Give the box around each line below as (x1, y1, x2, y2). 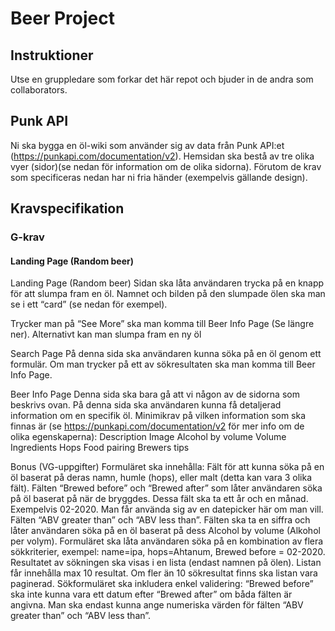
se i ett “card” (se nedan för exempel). (10, 298, 168, 311)
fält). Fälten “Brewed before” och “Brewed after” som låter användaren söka (10, 482, 323, 494)
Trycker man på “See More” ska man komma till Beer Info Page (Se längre (10, 318, 315, 330)
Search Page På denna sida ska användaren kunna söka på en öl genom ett (10, 348, 322, 360)
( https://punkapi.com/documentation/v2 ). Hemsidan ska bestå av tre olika (10, 150, 315, 162)
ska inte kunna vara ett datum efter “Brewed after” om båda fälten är (10, 588, 293, 601)
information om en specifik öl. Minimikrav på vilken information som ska (10, 410, 307, 422)
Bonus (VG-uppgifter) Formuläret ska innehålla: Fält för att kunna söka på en (10, 461, 325, 473)
